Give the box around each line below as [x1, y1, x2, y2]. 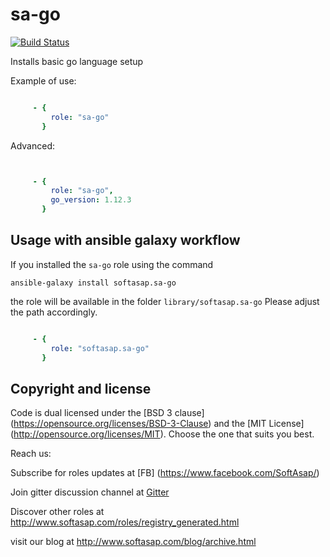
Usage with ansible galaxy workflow [10, 232, 241, 249]
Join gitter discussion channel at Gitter [10, 486, 170, 498]
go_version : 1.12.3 [50, 195, 132, 205]
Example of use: [10, 74, 77, 87]
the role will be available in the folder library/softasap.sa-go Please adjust [10, 295, 320, 307]
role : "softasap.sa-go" [50, 343, 150, 353]
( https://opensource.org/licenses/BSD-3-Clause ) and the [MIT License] [10, 418, 305, 430]
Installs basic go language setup [10, 55, 144, 67]
